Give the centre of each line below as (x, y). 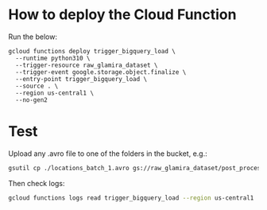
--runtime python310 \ (53, 58)
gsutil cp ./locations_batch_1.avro (69, 168)
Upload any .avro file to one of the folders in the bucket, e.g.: (108, 154)
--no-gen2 (31, 100)
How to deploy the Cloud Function (122, 15)
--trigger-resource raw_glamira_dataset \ (87, 65)
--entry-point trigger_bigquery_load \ (81, 79)
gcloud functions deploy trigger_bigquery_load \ (92, 51)
